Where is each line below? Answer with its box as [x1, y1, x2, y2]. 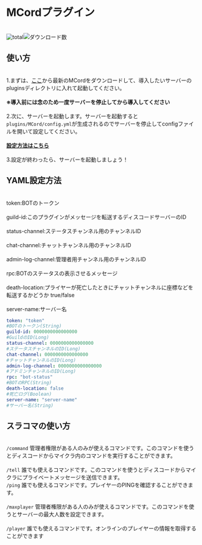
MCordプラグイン [6, 5, 96, 19]
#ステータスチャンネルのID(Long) [6, 345, 81, 352]
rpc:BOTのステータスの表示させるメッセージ [6, 269, 118, 277]
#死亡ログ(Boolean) [6, 391, 52, 397]
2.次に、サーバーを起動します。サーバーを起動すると [6, 112, 139, 119]
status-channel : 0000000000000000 [6, 340, 94, 346]
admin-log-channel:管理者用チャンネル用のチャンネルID [6, 255, 146, 262]
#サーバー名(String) [6, 403, 54, 409]
